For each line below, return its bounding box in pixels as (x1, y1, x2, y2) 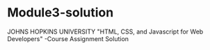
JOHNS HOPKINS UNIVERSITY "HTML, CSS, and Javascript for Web (7, 27, 204, 36)
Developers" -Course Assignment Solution (7, 34, 129, 42)
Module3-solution (7, 5, 114, 21)
